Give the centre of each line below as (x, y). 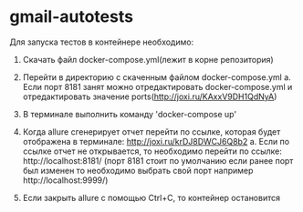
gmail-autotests (72, 17)
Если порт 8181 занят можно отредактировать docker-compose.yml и (157, 86)
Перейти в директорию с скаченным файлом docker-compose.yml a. (157, 77)
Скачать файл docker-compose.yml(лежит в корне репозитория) (148, 59)
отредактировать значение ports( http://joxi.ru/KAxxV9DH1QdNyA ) (150, 96)
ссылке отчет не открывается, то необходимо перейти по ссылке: (152, 151)
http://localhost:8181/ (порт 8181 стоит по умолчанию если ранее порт (158, 160)
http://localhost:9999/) (65, 180)
